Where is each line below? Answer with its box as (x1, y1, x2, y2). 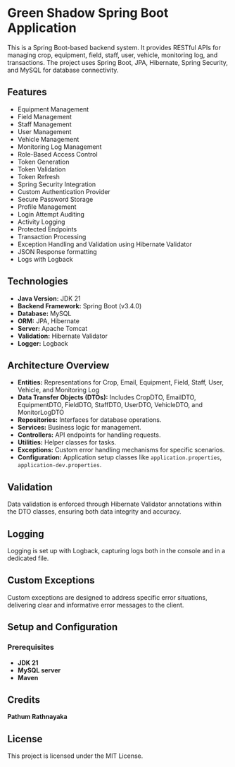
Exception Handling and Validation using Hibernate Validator (17, 240, 192, 248)
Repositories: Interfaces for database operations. (17, 416, 162, 424)
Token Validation (17, 164, 66, 174)
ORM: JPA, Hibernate (17, 316, 80, 325)
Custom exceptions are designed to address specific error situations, (7, 593, 208, 601)
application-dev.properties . (17, 461, 102, 469)
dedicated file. (7, 554, 49, 562)
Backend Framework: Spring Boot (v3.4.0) (17, 301, 142, 310)
